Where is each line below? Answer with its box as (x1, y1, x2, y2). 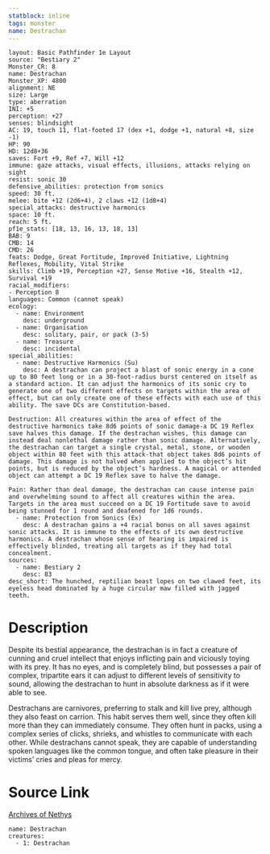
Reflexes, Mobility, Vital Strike (8, 260, 125, 268)
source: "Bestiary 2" (8, 56, 81, 64)
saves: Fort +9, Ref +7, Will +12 (8, 155, 125, 163)
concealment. (8, 549, 52, 558)
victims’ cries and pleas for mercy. (8, 755, 123, 765)
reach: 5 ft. (8, 218, 52, 226)
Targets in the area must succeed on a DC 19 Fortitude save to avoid (8, 500, 251, 508)
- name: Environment (15, 309, 85, 318)
